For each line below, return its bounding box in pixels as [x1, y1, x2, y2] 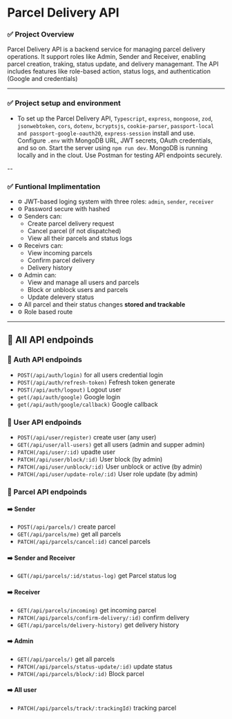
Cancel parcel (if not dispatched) [27, 227, 122, 235]
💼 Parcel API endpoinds [7, 486, 88, 496]
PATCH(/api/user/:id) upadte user [17, 448, 116, 456]
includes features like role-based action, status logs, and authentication [7, 67, 211, 75]
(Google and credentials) [7, 75, 78, 83]
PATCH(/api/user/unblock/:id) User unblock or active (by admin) [17, 462, 202, 471]
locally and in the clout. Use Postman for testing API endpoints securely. [17, 151, 223, 159]
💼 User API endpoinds [7, 417, 81, 427]
